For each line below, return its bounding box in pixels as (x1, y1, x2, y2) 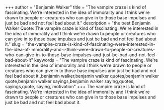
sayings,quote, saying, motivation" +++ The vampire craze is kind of (5, 84, 145, 89)
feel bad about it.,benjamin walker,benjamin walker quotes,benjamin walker (5, 73, 159, 79)
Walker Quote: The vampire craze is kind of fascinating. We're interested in (5, 25, 159, 31)
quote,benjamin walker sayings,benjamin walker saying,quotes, (5, 78, 135, 84)
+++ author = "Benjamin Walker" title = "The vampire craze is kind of (5, 4, 147, 10)
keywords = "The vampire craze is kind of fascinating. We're (34, 57, 158, 63)
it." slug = (5, 41, 25, 47)
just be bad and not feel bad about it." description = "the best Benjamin (5, 20, 151, 26)
